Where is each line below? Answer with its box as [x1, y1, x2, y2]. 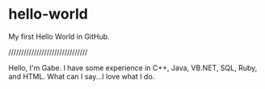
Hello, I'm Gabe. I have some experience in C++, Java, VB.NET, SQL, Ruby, [8, 62, 258, 73]
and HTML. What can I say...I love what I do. [8, 71, 155, 81]
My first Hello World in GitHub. [8, 32, 111, 41]
